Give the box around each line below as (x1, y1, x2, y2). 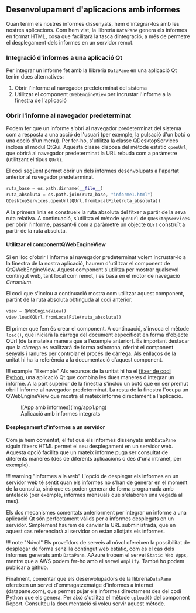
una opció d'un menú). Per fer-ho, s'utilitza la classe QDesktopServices (6, 137, 178, 144)
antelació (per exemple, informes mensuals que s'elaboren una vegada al (6, 492, 183, 499)
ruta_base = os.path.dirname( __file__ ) (6, 186, 104, 192)
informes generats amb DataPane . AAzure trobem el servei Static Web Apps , (6, 551, 188, 558)
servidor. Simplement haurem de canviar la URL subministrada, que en (6, 522, 176, 529)
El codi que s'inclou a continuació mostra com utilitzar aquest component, (6, 290, 185, 297)
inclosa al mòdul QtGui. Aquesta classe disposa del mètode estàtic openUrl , (6, 144, 188, 151)
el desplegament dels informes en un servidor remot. (6, 39, 134, 46)
